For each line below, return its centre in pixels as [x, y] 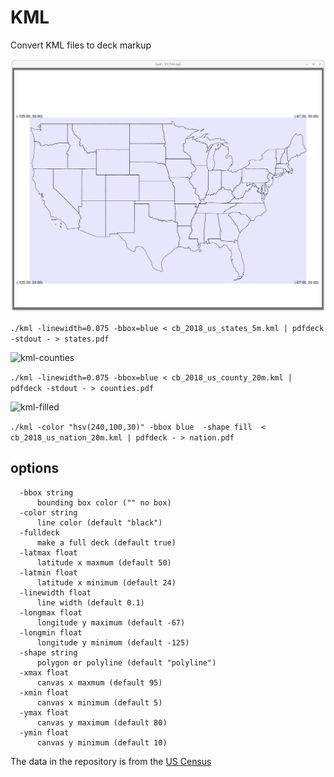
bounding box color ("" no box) [104, 502]
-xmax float [44, 672]
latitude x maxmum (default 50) [104, 562]
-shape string [48, 652]
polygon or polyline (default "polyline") [126, 662]
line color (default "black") [99, 522]
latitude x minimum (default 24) [106, 582]
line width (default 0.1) [90, 602]
